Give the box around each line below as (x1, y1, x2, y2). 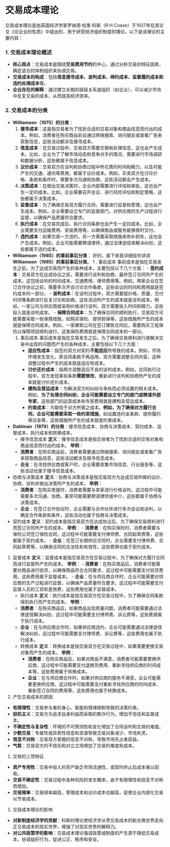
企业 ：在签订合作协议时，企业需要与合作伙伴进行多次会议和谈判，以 (20, 506, 162, 512)
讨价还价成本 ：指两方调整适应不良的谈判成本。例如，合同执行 (27, 366, 157, 372)
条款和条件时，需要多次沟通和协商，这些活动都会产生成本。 (29, 176, 153, 182)
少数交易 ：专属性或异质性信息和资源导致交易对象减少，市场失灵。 (12, 729, 150, 736)
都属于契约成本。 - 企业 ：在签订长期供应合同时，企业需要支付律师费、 (12, 537, 159, 543)
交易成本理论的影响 (12, 806, 53, 813)
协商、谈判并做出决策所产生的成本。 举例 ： (12, 480, 103, 486)
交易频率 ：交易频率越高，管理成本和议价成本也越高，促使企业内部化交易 (12, 789, 163, 795)
